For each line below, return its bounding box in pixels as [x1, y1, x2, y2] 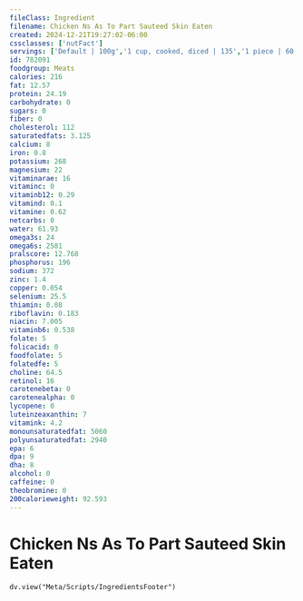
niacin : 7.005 [9, 317, 64, 327]
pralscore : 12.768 [9, 250, 79, 259]
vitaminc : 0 [9, 182, 54, 192]
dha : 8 [9, 460, 34, 470]
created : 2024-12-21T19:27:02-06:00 [9, 30, 148, 39]
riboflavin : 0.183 [9, 309, 79, 318]
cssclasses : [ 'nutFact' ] [9, 38, 103, 48]
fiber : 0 [9, 114, 43, 123]
